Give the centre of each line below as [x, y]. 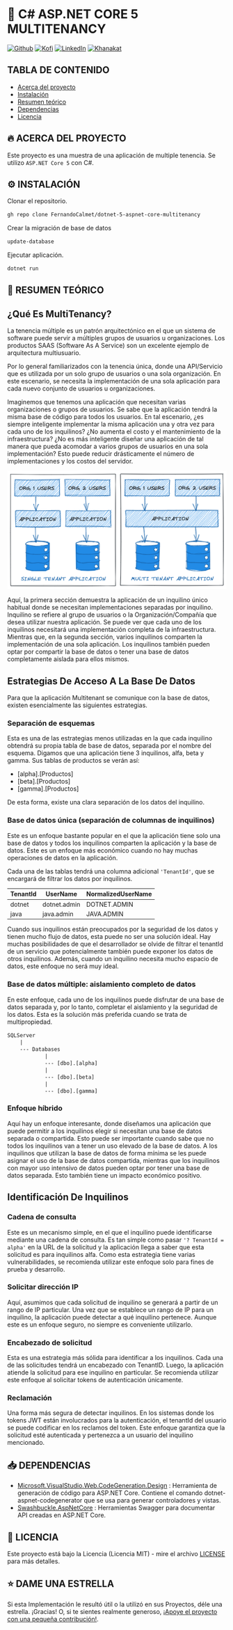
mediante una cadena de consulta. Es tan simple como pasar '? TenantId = [115, 1240]
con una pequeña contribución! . [53, 1619]
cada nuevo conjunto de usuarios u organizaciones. [81, 388]
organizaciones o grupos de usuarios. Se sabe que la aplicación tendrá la [112, 409]
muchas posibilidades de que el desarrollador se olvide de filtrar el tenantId [115, 944]
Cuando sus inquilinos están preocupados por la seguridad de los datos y [113, 929]
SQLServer [22, 1035]
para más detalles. [34, 1561]
